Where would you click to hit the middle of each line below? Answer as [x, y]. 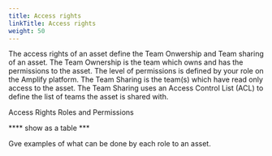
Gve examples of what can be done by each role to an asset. [110, 144]
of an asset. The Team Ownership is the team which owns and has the [126, 62]
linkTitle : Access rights [52, 23]
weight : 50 [27, 31]
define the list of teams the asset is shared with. [89, 97]
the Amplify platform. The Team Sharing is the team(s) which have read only [136, 80]
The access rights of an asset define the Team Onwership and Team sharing [136, 54]
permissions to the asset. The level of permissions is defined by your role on [136, 71]
